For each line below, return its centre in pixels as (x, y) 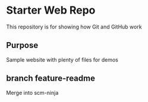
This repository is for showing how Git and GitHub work (74, 27)
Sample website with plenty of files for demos (62, 59)
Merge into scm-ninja (32, 93)
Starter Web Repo (51, 10)
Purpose (22, 45)
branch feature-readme (51, 79)
